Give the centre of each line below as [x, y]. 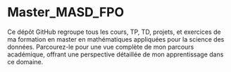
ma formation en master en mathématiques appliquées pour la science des [116, 39]
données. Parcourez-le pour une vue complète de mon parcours [101, 47]
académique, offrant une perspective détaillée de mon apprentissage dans [115, 54]
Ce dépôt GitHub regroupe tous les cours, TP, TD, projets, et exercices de [114, 32]
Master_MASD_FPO [66, 12]
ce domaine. [25, 61]
